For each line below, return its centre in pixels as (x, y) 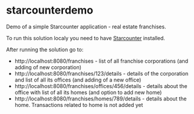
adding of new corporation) (48, 67)
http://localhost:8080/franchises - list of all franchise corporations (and (101, 61)
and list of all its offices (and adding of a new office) (78, 80)
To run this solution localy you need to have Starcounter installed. (86, 38)
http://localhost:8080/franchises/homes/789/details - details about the (101, 99)
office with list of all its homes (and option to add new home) (88, 92)
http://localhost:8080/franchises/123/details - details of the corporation (101, 73)
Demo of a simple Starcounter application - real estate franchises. (86, 27)
